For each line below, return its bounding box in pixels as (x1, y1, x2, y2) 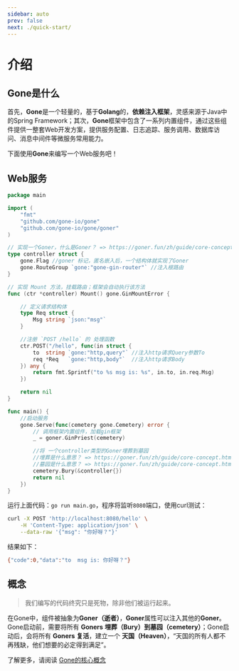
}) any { (20, 362, 46, 370)
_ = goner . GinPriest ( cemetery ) (33, 435, 126, 442)
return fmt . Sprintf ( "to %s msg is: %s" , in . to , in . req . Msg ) (33, 369, 215, 376)
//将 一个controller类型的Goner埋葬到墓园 (33, 448, 149, 455)
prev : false (7, 17, 43, 24)
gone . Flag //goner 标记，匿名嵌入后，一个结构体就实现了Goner (20, 258, 189, 265)
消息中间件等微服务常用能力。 (19, 134, 107, 143)
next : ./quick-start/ (7, 24, 72, 31)
